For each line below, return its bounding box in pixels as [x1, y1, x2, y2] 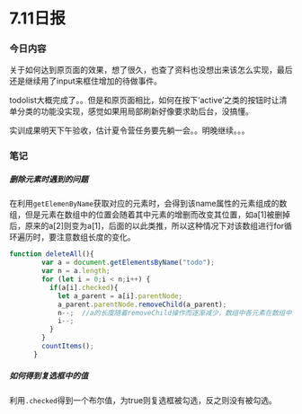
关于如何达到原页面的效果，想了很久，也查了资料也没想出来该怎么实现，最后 [9, 65, 293, 75]
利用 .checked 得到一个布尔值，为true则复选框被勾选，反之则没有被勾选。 [9, 394, 277, 405]
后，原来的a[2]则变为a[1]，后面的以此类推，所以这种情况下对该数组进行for [9, 221, 285, 232]
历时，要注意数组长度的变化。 [24, 232, 136, 242]
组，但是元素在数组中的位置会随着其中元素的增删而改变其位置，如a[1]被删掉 [9, 209, 290, 220]
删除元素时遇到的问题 [9, 174, 88, 184]
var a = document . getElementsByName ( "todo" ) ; [41, 258, 216, 268]
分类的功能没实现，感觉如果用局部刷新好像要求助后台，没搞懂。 [16, 106, 253, 117]
